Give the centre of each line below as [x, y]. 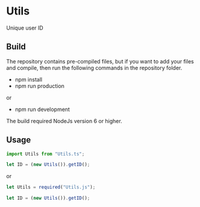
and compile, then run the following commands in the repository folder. [94, 68]
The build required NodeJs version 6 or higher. [64, 121]
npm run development [42, 109]
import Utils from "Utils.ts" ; [45, 154]
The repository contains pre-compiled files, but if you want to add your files [100, 61]
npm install [29, 79]
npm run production [40, 86]
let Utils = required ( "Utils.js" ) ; [51, 187]
